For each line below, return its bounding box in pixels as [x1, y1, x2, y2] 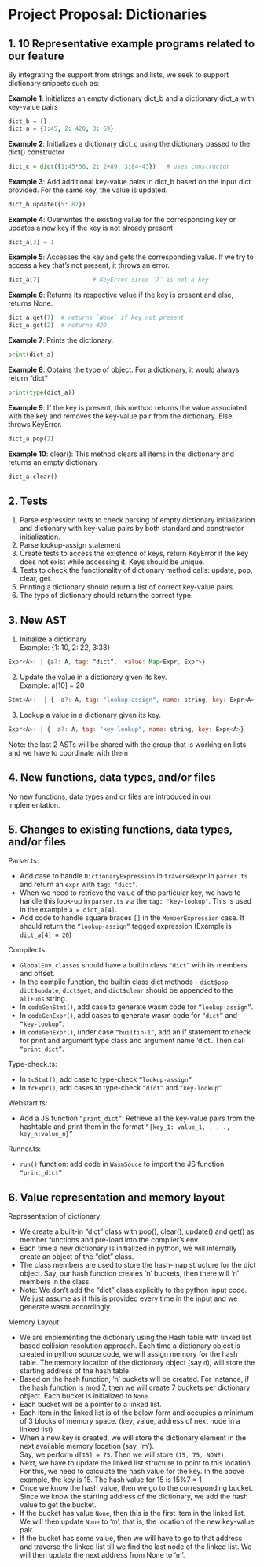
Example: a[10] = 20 [19, 681, 85, 690]
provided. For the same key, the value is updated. [8, 185, 168, 195]
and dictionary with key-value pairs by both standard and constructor [19, 524, 244, 533]
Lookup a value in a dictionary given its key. [19, 710, 162, 719]
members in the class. [19, 1277, 92, 1287]
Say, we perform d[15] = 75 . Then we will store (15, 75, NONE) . [19, 1450, 226, 1459]
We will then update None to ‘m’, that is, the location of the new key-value [19, 1517, 255, 1526]
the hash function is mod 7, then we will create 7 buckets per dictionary [19, 1383, 251, 1392]
